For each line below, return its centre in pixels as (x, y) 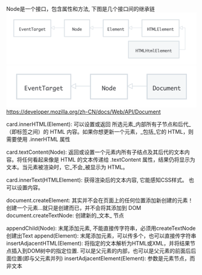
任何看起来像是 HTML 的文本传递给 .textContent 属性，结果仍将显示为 (109, 159)
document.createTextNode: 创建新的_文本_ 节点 (65, 215)
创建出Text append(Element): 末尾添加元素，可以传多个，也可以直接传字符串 (101, 235)
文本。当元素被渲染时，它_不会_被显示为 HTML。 (67, 167)
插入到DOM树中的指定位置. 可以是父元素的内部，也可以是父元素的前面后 (101, 251)
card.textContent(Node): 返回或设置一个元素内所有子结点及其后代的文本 (96, 152)
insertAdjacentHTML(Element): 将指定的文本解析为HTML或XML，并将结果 (98, 243)
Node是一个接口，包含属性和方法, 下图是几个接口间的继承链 (80, 9)
